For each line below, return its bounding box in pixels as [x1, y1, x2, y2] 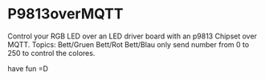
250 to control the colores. [7, 48, 96, 58]
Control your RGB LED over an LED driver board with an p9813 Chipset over [7, 31, 258, 41]
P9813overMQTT [7, 5, 124, 23]
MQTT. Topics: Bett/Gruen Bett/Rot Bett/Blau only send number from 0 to [7, 39, 250, 49]
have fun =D [7, 63, 49, 73]
